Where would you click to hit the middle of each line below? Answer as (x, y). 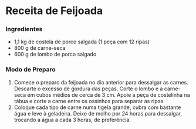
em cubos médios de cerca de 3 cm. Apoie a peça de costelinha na (109, 94)
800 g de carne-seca (40, 48)
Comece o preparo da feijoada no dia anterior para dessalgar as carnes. (101, 82)
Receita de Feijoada (54, 11)
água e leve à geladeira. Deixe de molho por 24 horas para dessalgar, (98, 113)
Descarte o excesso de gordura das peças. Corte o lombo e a (88, 89)
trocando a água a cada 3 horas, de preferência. (72, 120)
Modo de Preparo (31, 70)
